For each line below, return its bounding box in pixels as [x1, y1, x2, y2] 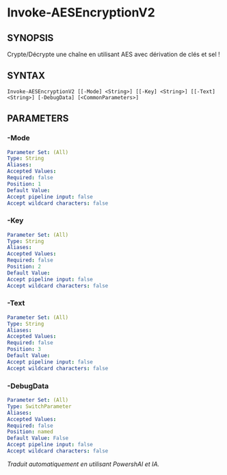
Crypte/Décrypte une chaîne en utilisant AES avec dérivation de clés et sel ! [7, 50, 220, 58]
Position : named [7, 428, 53, 435]
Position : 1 [7, 180, 41, 188]
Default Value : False [7, 435, 69, 442]
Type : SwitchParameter [7, 402, 72, 410]
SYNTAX [7, 70, 46, 81]
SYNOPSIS [7, 32, 54, 44]
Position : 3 [7, 346, 41, 353]
